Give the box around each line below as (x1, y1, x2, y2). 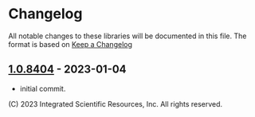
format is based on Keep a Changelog (8, 39, 133, 49)
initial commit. (19, 84, 66, 93)
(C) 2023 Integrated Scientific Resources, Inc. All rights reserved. (8, 99, 223, 108)
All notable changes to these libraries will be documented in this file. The (8, 31, 247, 41)
